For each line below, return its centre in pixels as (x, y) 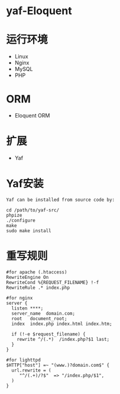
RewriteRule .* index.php (38, 288)
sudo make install (29, 231)
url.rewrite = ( (31, 370)
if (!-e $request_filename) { (48, 334)
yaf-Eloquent (39, 11)
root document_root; (39, 318)
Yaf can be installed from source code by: (61, 200)
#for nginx (20, 298)
